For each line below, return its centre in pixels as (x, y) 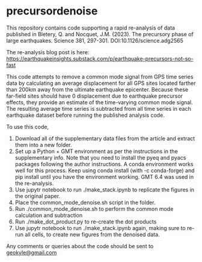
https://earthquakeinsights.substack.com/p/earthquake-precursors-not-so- (100, 58)
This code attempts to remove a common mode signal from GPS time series (100, 76)
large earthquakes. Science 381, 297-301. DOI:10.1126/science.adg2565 (95, 40)
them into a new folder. (43, 145)
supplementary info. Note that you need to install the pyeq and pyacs (100, 157)
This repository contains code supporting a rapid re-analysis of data (91, 28)
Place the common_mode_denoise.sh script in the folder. (85, 202)
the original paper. (38, 196)
